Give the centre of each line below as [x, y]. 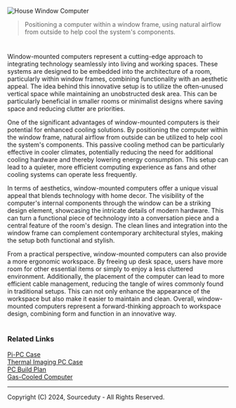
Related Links [31, 339]
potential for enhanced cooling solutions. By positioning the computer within [118, 130]
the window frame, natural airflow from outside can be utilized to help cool [115, 138]
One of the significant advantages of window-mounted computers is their [113, 122]
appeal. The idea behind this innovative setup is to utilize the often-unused [115, 86]
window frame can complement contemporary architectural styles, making [115, 233]
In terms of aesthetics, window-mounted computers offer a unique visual [113, 188]
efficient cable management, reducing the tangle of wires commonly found [116, 284]
